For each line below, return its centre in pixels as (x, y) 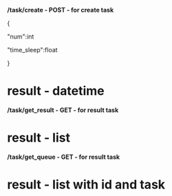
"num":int (21, 36)
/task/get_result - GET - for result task (63, 110)
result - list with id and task (86, 185)
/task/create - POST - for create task (61, 10)
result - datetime (56, 91)
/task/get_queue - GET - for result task (64, 157)
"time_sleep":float (32, 50)
